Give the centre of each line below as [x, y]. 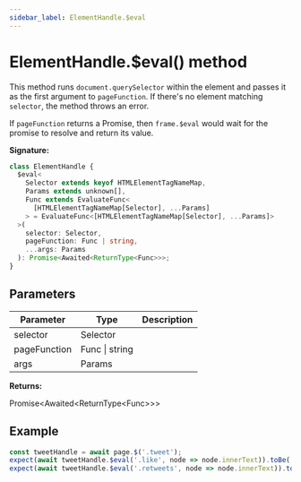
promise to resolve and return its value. [82, 133]
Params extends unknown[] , [76, 192]
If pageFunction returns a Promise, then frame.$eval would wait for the [139, 123]
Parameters [43, 294]
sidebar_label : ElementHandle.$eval [77, 17]
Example [34, 431]
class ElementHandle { [52, 167]
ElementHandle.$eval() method [129, 61]
